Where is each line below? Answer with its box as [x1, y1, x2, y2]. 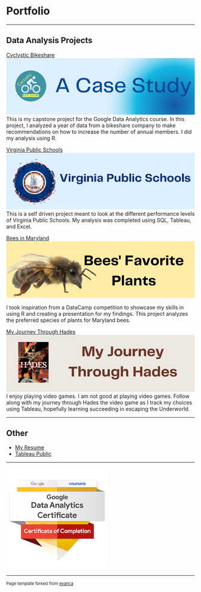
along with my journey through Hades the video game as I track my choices [6, 398, 193, 406]
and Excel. [6, 223, 32, 230]
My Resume [14, 444, 45, 451]
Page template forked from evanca [6, 581, 74, 587]
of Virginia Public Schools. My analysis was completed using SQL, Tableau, [6, 217, 191, 224]
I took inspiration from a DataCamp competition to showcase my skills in [6, 304, 184, 311]
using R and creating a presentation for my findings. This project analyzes [6, 310, 188, 318]
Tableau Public [14, 451, 52, 458]
